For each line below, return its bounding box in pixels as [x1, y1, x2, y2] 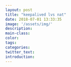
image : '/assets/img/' [5, 21, 53, 27]
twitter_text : [5, 49, 35, 54]
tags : [5, 40, 17, 45]
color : [5, 36, 19, 41]
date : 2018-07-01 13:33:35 [5, 17, 62, 22]
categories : [5, 45, 30, 50]
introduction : [5, 54, 35, 59]
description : [5, 26, 33, 31]
